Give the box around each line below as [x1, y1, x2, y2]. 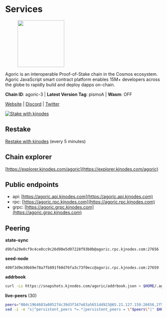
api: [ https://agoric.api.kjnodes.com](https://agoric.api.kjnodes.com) [12, 193, 153, 200]
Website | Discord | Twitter [5, 101, 60, 107]
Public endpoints [5, 180, 59, 189]
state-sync [5, 237, 29, 243]
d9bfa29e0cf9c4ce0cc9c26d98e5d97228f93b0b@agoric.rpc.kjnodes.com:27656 [5, 247, 159, 252]
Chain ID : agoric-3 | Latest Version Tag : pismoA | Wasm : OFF [5, 91, 133, 97]
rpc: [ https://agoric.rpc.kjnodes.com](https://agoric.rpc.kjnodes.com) [12, 199, 155, 205]
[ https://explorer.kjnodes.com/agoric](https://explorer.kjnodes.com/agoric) [5, 166, 159, 172]
